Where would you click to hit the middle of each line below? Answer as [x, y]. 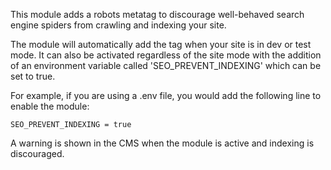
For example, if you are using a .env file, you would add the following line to [166, 95]
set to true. [33, 76]
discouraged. [37, 153]
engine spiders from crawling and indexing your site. [118, 25]
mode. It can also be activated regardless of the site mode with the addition [166, 55]
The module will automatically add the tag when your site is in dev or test [161, 44]
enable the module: [50, 106]
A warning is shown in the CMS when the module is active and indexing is [162, 143]
